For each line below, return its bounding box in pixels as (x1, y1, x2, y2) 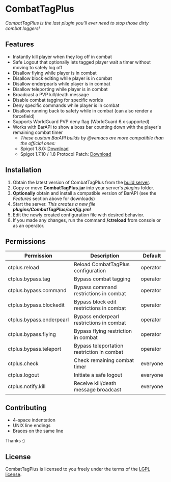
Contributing (5, 403, 47, 412)
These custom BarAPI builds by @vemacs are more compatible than (20, 134, 164, 140)
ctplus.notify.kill (8, 383, 46, 390)
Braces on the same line (12, 428, 64, 434)
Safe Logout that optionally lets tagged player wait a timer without (12, 59, 151, 65)
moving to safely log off (12, 64, 63, 70)
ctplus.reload (8, 264, 39, 271)
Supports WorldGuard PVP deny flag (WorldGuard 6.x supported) (12, 118, 150, 125)
